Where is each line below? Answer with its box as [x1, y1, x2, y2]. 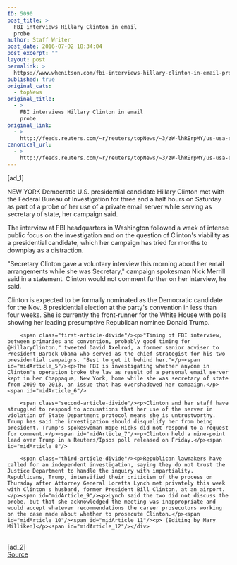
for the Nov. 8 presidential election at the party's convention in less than [7, 303, 217, 311]
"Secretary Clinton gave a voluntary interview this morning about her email [7, 259, 224, 268]
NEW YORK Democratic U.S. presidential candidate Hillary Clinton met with [7, 187, 225, 196]
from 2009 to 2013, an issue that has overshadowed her [7, 381, 175, 388]
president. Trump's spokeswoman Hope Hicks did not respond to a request [7, 424, 229, 431]
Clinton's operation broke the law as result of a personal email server [7, 368, 229, 375]
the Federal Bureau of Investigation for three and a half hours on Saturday [7, 194, 221, 203]
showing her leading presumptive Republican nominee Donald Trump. [7, 318, 210, 326]
